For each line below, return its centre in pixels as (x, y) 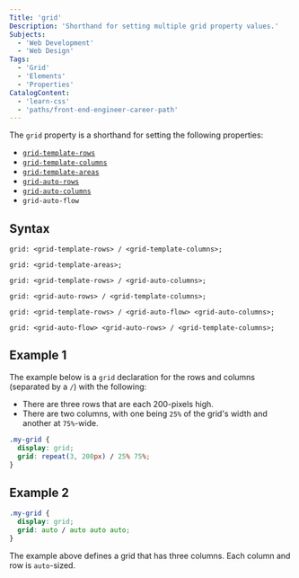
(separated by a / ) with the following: (78, 387)
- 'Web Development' (56, 43)
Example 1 (38, 356)
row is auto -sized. (43, 565)
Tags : (19, 59)
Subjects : (28, 34)
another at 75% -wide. (60, 422)
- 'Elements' (42, 76)
